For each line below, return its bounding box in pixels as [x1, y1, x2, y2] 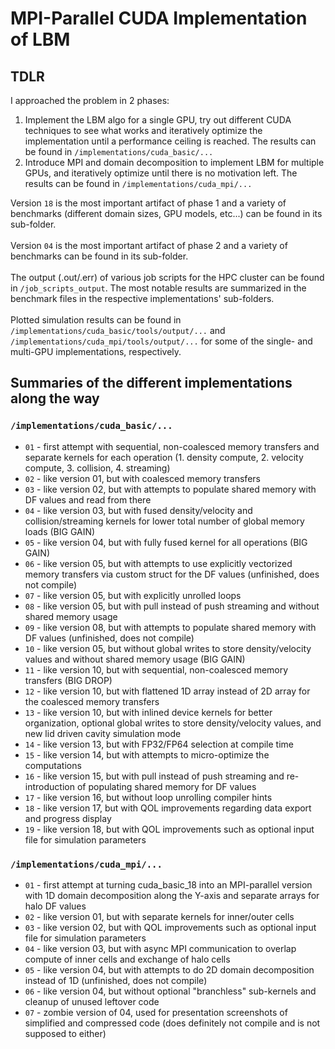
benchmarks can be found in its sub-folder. [10, 250, 189, 262]
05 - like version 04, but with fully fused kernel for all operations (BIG [24, 536, 308, 548]
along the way [10, 390, 100, 407]
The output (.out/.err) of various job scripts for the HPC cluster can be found [10, 272, 325, 283]
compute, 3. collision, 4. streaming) [24, 462, 171, 474]
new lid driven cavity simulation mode [24, 727, 182, 739]
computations [24, 759, 82, 771]
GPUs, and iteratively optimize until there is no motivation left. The [24, 167, 298, 179]
